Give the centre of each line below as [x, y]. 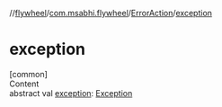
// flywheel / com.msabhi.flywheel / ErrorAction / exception [111, 13]
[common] [28, 74]
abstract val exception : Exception [71, 93]
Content [24, 84]
